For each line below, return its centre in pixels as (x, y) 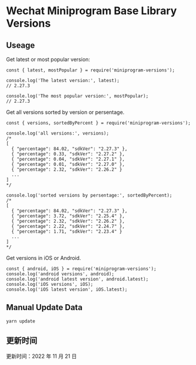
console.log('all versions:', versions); (58, 133)
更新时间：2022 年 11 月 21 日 (41, 356)
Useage (21, 45)
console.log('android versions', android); (60, 274)
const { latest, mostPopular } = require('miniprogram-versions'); (91, 70)
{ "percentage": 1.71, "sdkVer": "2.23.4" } (67, 232)
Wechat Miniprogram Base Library (92, 11)
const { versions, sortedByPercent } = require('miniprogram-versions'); (99, 123)
